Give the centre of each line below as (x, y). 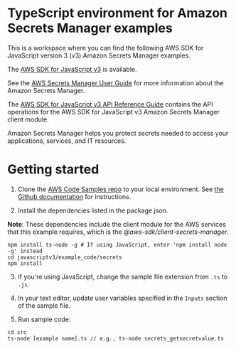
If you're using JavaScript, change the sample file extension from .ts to (123, 276)
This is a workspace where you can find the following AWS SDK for (106, 48)
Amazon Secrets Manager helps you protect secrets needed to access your (118, 133)
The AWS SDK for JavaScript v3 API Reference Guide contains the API (110, 104)
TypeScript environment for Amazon (118, 13)
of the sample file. (44, 305)
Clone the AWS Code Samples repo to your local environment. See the (120, 189)
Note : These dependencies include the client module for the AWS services (117, 224)
